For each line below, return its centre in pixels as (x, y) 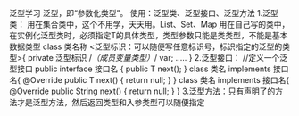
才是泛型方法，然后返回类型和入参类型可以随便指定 (111, 102)
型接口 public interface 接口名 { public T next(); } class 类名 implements (140, 69)
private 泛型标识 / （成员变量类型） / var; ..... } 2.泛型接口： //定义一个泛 (158, 58)
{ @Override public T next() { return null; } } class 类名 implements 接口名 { (154, 80)
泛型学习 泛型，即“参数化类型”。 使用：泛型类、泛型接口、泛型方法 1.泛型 (144, 13)
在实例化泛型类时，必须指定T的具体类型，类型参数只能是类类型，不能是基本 (149, 35)
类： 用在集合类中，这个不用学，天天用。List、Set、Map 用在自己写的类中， (149, 24)
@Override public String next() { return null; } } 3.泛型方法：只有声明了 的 (142, 91)
